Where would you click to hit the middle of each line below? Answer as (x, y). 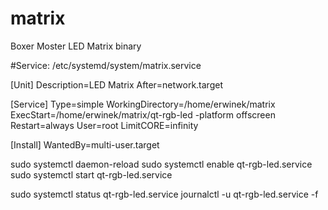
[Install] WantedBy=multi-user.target (85, 144)
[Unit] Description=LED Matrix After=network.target (116, 84)
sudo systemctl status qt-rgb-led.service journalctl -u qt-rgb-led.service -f (164, 194)
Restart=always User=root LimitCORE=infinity (104, 125)
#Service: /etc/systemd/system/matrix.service (106, 65)
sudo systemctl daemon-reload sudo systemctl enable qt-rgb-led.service (161, 164)
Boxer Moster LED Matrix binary (76, 46)
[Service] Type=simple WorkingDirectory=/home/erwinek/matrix (143, 104)
